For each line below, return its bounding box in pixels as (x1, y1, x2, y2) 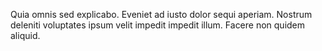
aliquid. (10, 30, 41, 41)
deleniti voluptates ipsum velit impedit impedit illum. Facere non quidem (10, 19, 306, 31)
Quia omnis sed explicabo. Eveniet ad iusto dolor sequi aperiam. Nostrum (10, 9, 313, 20)
